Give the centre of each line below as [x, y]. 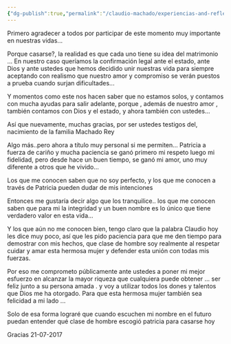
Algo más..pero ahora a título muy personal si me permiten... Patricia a [107, 144]
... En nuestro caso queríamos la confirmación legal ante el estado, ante [109, 61]
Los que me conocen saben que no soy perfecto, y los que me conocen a [111, 180]
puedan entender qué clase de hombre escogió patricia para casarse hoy [111, 321]
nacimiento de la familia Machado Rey [61, 131]
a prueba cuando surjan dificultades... [61, 83]
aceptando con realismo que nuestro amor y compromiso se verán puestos [113, 76]
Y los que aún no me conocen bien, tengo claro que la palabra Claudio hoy [113, 228]
